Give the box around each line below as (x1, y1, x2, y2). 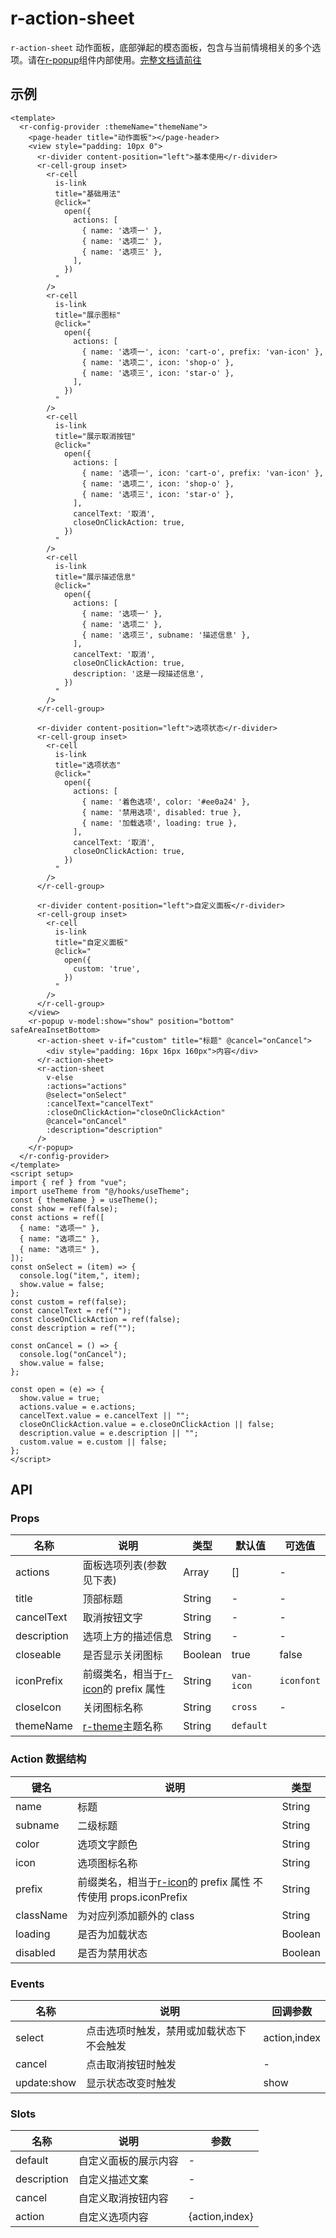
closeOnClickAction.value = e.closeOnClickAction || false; (19, 1419, 275, 1429)
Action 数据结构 (10, 1752, 87, 1766)
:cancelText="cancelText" (46, 1098, 155, 1109)
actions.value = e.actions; (19, 1402, 137, 1412)
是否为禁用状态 (77, 1946, 148, 1960)
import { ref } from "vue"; (10, 1177, 128, 1187)
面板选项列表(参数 (82, 1558, 168, 1572)
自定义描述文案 (78, 2173, 149, 2187)
